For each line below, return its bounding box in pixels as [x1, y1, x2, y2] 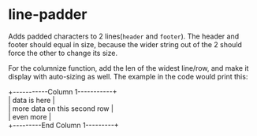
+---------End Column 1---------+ [8, 120, 120, 130]
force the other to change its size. [8, 48, 118, 57]
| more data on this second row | [8, 104, 114, 113]
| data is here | [8, 95, 55, 105]
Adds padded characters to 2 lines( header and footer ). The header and [8, 31, 240, 41]
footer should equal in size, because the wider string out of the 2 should [8, 39, 243, 49]
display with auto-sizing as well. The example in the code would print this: [8, 72, 248, 81]
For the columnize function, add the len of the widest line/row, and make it [8, 63, 249, 72]
